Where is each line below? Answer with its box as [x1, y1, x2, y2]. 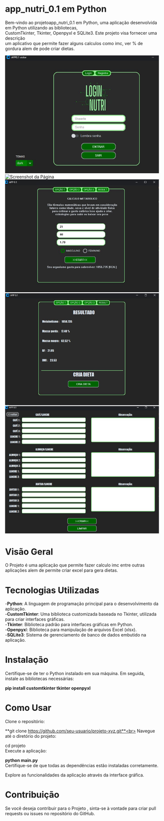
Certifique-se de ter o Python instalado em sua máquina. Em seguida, [5, 671, 145, 677]
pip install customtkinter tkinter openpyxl [5, 685, 91, 691]
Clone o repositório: [5, 719, 45, 725]
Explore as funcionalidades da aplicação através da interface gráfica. [5, 772, 144, 778]
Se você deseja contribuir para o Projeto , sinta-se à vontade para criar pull [5, 805, 156, 811]
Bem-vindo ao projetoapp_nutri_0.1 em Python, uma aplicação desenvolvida [5, 20, 157, 25]
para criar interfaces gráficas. [5, 616, 65, 622]
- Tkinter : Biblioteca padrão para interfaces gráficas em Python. [5, 622, 133, 628]
